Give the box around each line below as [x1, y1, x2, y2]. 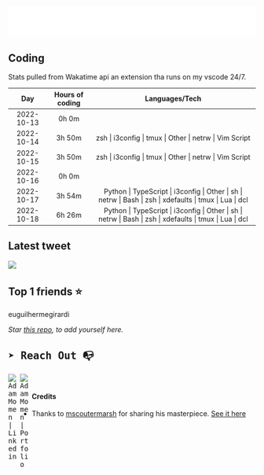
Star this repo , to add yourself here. [8, 325, 124, 334]
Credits [31, 392, 57, 401]
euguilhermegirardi [8, 310, 70, 319]
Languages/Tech [145, 94, 202, 104]
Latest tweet [8, 239, 71, 253]
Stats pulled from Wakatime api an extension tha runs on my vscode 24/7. [8, 72, 247, 82]
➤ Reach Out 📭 [8, 349, 94, 362]
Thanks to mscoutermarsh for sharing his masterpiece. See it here [31, 409, 246, 418]
